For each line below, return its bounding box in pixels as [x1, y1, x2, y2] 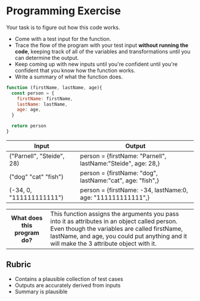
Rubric [6, 259, 32, 270]
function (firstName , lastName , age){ [6, 84, 102, 90]
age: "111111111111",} [80, 193, 150, 201]
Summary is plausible [14, 288, 68, 295]
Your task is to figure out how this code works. [6, 24, 120, 31]
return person [11, 123, 46, 129]
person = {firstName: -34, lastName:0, [80, 186, 189, 194]
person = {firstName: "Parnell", [80, 151, 167, 160]
